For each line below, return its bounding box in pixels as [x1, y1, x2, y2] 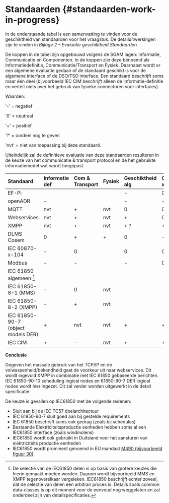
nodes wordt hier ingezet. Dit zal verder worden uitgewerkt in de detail [5, 383, 151, 389]
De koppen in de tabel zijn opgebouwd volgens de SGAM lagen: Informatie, [5, 51, 161, 57]
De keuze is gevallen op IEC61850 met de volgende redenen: [5, 398, 132, 404]
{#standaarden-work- [62, 4, 156, 15]
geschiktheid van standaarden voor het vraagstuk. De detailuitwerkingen [5, 36, 156, 42]
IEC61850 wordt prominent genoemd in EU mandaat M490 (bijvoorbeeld [12, 446, 162, 452]
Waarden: [5, 93, 25, 99]
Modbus [8, 259, 28, 266]
